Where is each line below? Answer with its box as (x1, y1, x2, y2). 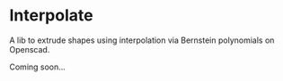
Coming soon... (9, 61, 66, 72)
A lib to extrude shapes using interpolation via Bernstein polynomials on (9, 35, 275, 45)
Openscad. (9, 44, 50, 54)
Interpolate (9, 5, 93, 26)
